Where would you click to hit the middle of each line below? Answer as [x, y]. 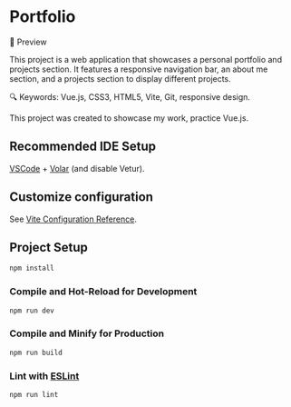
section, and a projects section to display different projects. [120, 78]
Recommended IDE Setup [83, 147]
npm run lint [34, 394]
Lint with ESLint [44, 376]
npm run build [36, 352]
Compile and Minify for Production [87, 333]
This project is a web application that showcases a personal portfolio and [146, 59]
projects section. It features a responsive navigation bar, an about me [139, 69]
